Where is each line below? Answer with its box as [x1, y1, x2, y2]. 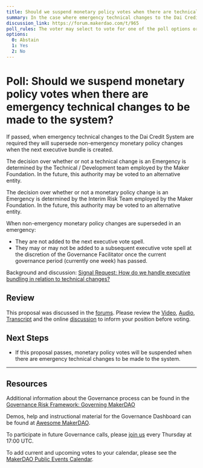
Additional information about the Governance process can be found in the [6, 395, 190, 402]
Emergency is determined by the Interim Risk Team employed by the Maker [6, 195, 193, 202]
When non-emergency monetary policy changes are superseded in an [6, 219, 181, 227]
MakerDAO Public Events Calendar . [6, 455, 94, 463]
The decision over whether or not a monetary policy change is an [6, 188, 169, 196]
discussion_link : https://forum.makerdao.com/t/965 [6, 20, 139, 26]
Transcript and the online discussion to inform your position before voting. [6, 315, 191, 323]
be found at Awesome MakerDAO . [6, 419, 91, 427]
